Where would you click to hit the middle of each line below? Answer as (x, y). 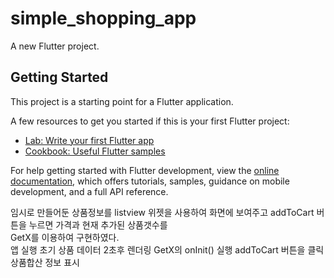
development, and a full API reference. (89, 191)
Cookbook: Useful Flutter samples (95, 151)
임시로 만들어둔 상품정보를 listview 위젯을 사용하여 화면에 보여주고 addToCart (162, 212)
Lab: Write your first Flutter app (89, 140)
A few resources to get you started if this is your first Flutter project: (150, 121)
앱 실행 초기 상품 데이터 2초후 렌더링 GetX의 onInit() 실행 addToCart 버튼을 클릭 (167, 249)
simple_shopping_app (103, 18)
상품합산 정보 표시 (45, 262)
